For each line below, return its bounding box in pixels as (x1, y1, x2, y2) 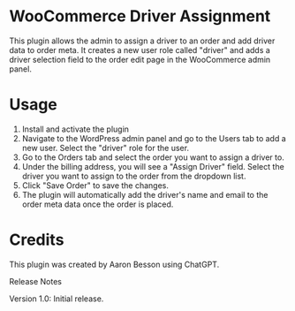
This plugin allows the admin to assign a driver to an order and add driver (9, 35, 276, 46)
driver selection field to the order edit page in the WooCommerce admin (9, 54, 271, 64)
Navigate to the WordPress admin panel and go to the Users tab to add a (21, 133, 287, 143)
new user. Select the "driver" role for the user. (21, 142, 190, 153)
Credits (9, 230, 64, 250)
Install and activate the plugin (21, 124, 130, 134)
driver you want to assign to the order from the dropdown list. (21, 171, 246, 181)
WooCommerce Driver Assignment (9, 6, 271, 27)
